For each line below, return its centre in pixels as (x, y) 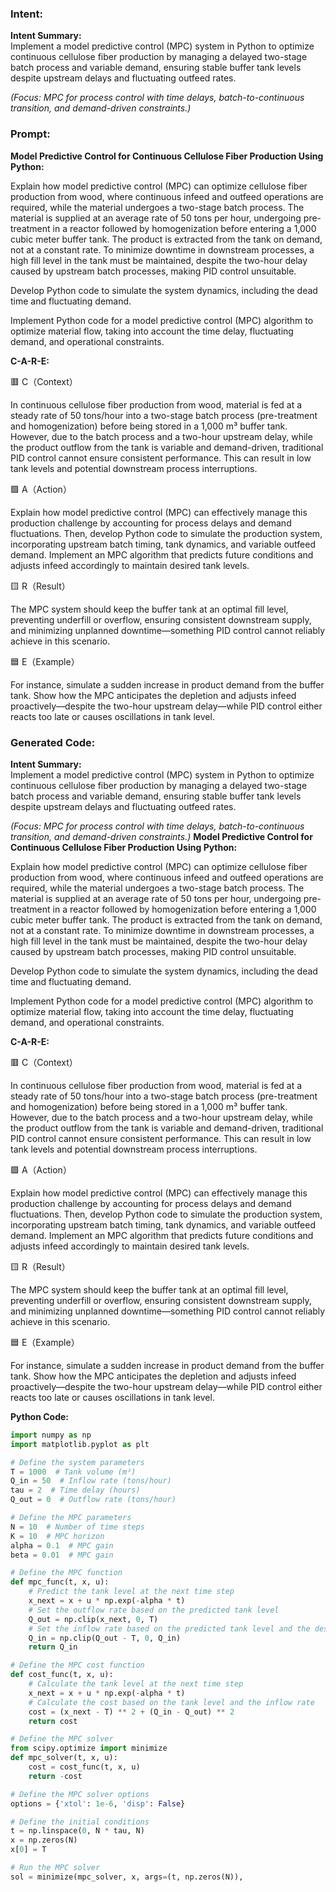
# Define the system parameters (77, 1462)
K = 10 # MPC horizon (57, 1536)
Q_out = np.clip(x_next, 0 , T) (93, 1619)
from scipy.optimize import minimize (89, 1748)
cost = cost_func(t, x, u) (84, 1767)
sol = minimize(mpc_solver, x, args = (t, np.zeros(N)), (127, 1877)
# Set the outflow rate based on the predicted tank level (154, 1610)
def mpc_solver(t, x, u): (64, 1758)
